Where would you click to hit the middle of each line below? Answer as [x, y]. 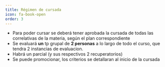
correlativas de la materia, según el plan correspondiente [71, 38]
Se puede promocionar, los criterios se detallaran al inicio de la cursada [86, 60]
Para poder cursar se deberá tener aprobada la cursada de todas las [83, 33]
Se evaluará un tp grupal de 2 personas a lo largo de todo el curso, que [86, 44]
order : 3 [14, 19]
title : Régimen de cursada [33, 10]
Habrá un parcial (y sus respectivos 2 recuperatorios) [67, 54]
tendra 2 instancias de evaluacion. [48, 49]
